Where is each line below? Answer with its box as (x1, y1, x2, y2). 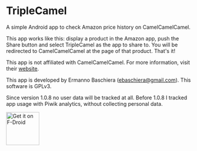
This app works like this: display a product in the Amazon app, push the (6, 35, 179, 42)
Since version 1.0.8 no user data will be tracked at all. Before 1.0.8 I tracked (6, 94, 188, 101)
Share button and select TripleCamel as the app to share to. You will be (6, 41, 178, 48)
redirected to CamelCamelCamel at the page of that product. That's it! (6, 47, 175, 54)
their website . (6, 65, 39, 72)
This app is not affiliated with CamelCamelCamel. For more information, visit (6, 59, 190, 66)
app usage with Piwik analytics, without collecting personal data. (6, 100, 163, 107)
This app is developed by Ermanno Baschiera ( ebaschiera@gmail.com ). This (6, 76, 191, 83)
